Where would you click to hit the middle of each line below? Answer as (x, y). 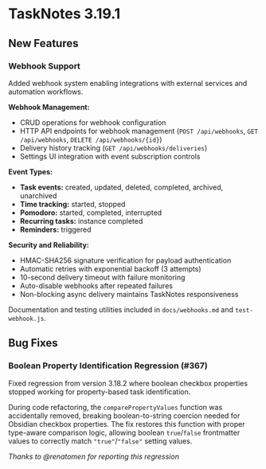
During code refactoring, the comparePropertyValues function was (115, 407)
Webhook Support (45, 66)
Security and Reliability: (49, 244)
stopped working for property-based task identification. (100, 392)
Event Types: (31, 171)
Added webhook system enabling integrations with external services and (128, 83)
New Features (43, 43)
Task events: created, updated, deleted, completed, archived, (121, 187)
